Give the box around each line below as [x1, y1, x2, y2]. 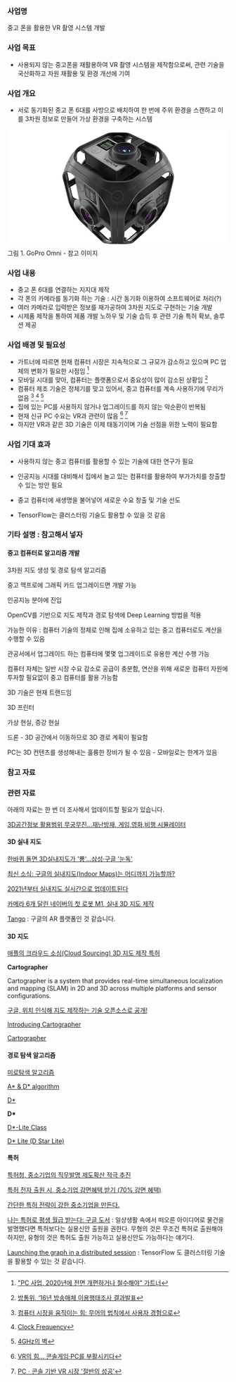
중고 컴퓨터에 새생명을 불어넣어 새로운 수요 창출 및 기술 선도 [17, 495, 181, 504]
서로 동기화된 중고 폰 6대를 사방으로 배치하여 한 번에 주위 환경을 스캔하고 [17, 106, 216, 114]
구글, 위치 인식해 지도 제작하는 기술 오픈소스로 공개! [7, 1006, 147, 1015]
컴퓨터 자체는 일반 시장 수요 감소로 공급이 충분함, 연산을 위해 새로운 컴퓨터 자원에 [7, 664, 228, 673]
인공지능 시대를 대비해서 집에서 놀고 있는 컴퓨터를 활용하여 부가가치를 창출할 [17, 472, 226, 480]
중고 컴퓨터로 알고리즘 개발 [7, 549, 80, 557]
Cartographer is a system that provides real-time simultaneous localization [7, 977, 223, 985]
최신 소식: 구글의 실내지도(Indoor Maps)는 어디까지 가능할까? [7, 870, 176, 878]
